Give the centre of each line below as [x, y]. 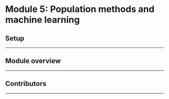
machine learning [43, 20]
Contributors [26, 84]
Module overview [33, 61]
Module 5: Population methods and [80, 9]
